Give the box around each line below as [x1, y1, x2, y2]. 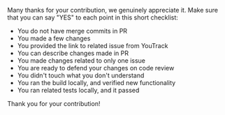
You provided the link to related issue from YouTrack [17, 42, 168, 49]
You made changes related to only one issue [17, 56, 145, 65]
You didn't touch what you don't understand [17, 71, 145, 79]
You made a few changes [17, 34, 91, 43]
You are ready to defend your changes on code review [17, 64, 175, 72]
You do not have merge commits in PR [17, 27, 128, 35]
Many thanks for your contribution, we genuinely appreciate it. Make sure [7, 6, 219, 14]
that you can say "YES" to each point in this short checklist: [7, 13, 178, 22]
